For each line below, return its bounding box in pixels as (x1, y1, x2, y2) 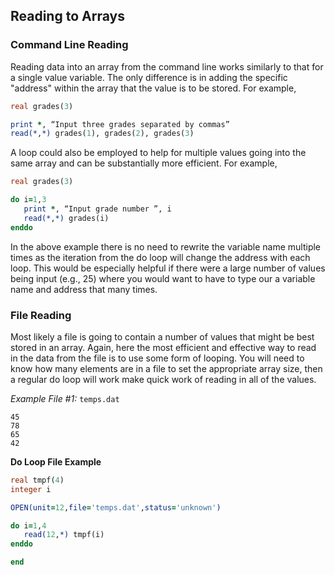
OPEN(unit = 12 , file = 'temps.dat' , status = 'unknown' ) (10, 502, 222, 513)
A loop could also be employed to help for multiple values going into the (10, 147, 307, 159)
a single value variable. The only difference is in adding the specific (10, 71, 288, 83)
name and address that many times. (10, 283, 158, 295)
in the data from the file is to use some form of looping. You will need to (10, 352, 305, 364)
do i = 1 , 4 (10, 520, 47, 531)
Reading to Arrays (10, 8, 125, 25)
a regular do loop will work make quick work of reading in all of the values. (10, 373, 317, 385)
